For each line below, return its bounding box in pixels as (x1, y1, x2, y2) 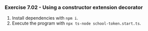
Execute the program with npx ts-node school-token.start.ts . (11, 20, 142, 26)
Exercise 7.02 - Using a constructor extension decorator (4, 4, 143, 11)
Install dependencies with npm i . (11, 15, 78, 21)
